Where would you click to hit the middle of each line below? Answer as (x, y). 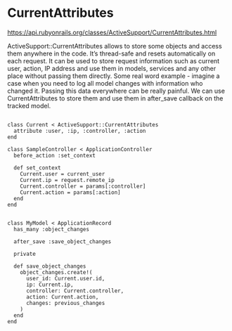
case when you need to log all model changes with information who (105, 83)
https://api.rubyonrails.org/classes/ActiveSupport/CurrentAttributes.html (112, 32)
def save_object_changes (50, 266)
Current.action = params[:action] (70, 192)
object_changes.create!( (56, 272)
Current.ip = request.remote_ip (67, 180)
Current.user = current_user (63, 174)
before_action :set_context (55, 155)
